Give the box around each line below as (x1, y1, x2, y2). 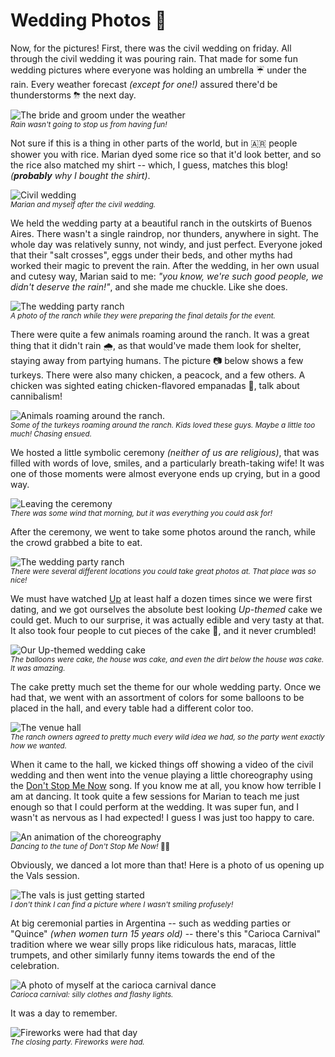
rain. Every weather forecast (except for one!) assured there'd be (10, 78, 278, 90)
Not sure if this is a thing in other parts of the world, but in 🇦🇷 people (10, 137, 298, 149)
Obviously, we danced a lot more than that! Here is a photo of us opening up (10, 859, 325, 871)
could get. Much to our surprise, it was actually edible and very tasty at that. (10, 614, 325, 626)
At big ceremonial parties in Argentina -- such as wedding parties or (10, 917, 291, 929)
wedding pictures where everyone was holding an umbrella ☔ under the (10, 64, 307, 76)
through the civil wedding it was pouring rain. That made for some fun (10, 52, 298, 64)
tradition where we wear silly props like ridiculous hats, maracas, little (10, 938, 297, 950)
